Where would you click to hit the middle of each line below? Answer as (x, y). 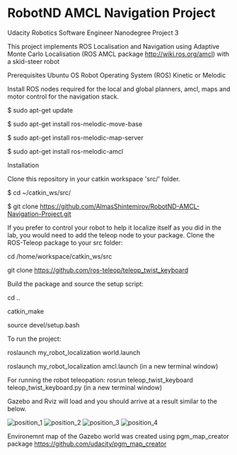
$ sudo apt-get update (40, 110)
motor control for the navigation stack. (63, 96)
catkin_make (26, 311)
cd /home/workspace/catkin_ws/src (60, 256)
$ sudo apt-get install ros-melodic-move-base (75, 124)
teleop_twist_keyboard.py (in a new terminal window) (85, 387)
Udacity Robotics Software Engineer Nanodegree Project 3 (93, 33)
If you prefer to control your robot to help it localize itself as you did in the (114, 227)
